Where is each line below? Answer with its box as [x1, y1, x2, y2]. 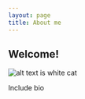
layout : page [8, 11, 51, 19]
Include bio [8, 83, 45, 93]
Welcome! [8, 48, 59, 61]
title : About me [8, 19, 61, 27]
